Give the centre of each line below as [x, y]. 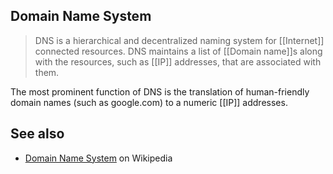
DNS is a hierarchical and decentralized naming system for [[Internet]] [179, 40]
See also [37, 134]
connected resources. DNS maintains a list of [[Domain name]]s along [178, 51]
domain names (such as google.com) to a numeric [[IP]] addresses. [149, 102]
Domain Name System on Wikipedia [98, 158]
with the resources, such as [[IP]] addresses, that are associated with [178, 61]
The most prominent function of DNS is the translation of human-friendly [160, 91]
